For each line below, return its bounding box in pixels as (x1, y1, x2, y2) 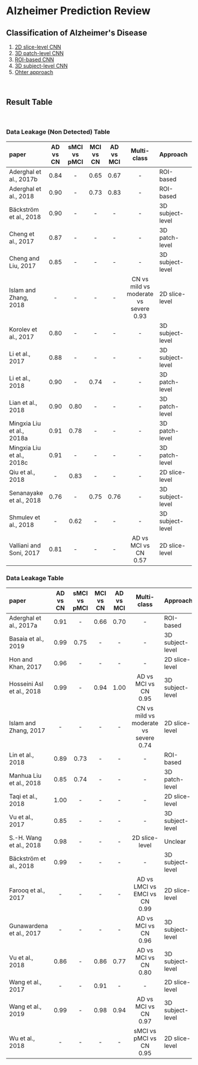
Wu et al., (9, 1034, 35, 1043)
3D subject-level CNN (14, 62, 68, 69)
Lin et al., (9, 751, 34, 759)
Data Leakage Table (6, 574, 64, 583)
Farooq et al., (9, 886, 45, 895)
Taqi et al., (9, 792, 38, 800)
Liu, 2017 (9, 262, 37, 270)
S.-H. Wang (9, 834, 42, 842)
